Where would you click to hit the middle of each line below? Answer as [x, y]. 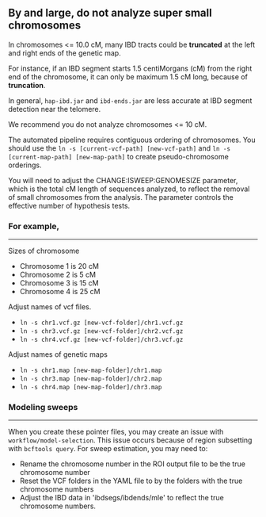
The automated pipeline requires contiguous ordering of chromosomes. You [132, 140]
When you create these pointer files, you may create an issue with [116, 432]
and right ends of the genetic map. [65, 53]
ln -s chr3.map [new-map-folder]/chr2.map [91, 379]
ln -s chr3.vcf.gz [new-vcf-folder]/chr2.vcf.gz [101, 331]
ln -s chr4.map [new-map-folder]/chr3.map [91, 388]
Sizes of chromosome [44, 251]
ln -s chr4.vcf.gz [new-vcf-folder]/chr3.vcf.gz [101, 340]
